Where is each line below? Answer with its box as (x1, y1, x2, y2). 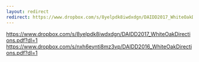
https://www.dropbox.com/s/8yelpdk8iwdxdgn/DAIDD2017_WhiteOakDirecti (6, 30, 191, 37)
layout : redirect (6, 8, 49, 15)
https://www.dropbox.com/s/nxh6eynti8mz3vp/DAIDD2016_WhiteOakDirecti (6, 43, 192, 50)
